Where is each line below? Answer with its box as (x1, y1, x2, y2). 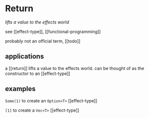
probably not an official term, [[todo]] (5, 38, 81, 44)
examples (5, 85, 36, 93)
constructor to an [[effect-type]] (5, 71, 70, 76)
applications (5, 52, 44, 61)
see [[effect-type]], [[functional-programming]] (5, 28, 101, 34)
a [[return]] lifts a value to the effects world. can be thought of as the (5, 65, 145, 71)
